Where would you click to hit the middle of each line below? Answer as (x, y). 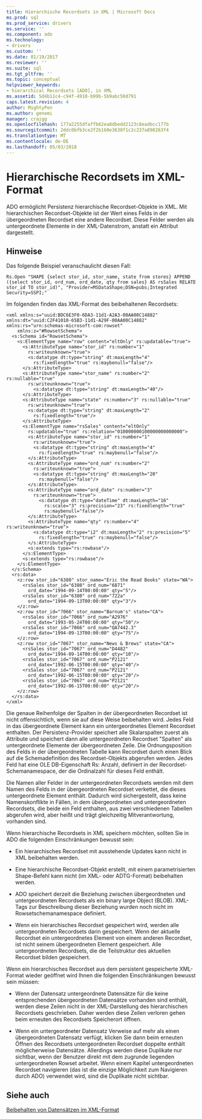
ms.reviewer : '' (27, 62)
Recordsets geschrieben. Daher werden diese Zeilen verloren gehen (100, 1013)
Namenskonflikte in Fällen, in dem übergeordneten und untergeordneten (96, 802)
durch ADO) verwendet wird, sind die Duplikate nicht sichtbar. (92, 1076)
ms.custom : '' (24, 51)
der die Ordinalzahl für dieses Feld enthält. (111, 771)
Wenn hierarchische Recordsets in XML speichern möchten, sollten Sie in (98, 833)
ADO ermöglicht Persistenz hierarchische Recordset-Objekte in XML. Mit (97, 206)
